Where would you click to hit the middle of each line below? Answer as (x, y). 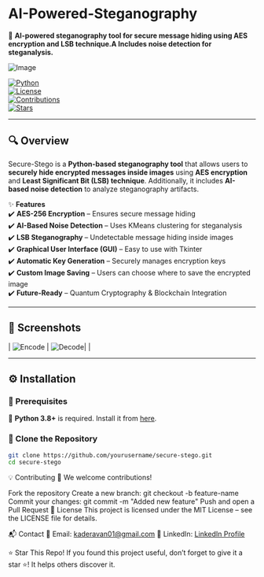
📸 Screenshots (45, 328)
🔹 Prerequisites (38, 401)
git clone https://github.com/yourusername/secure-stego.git (110, 455)
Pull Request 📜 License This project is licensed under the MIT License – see (130, 510)
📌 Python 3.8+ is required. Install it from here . (82, 419)
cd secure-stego (35, 462)
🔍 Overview (38, 141)
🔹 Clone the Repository (53, 439)
